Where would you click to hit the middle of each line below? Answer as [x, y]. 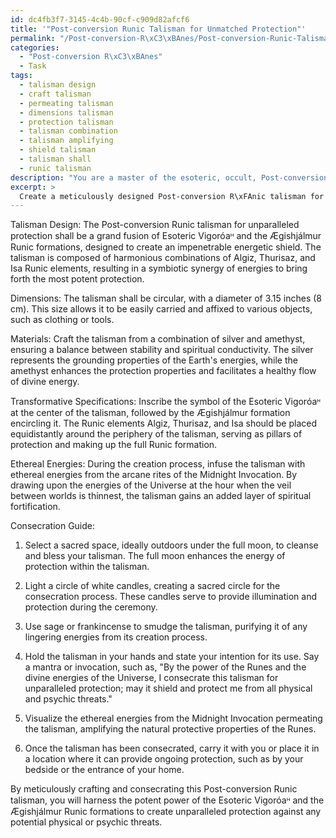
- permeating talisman [66, 103]
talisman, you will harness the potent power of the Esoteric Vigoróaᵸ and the [167, 800]
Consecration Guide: [53, 526]
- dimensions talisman [66, 112]
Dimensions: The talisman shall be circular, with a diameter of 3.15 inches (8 [166, 298]
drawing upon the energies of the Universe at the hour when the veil [151, 485]
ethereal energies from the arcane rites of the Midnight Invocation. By [154, 475]
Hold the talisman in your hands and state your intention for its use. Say [172, 657]
